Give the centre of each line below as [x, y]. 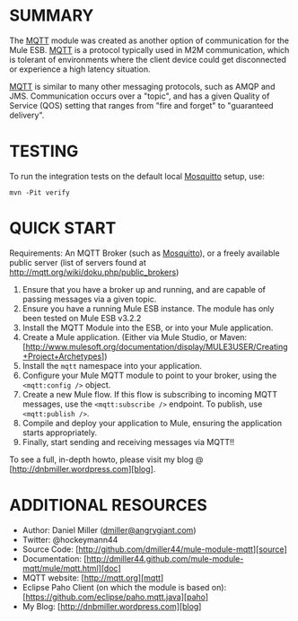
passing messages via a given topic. [89, 299]
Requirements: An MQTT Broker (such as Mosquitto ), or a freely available [145, 253]
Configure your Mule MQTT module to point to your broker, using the [149, 375]
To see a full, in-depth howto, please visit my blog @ [106, 459]
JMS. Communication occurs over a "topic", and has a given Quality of [140, 96]
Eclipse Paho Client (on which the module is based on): [124, 587]
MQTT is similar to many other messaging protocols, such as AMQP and [142, 86]
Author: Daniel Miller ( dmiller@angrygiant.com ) [109, 529]
